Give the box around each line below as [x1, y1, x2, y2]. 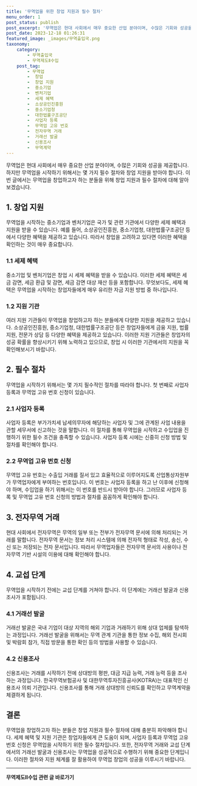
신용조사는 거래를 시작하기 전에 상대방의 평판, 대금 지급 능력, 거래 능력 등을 [6, 669, 176, 676]
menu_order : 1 [6, 14, 41, 20]
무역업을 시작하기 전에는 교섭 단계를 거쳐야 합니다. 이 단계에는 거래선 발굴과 [6, 586, 178, 593]
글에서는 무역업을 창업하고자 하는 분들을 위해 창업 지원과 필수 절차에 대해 [12, 176, 178, 183]
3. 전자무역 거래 [6, 512, 60, 522]
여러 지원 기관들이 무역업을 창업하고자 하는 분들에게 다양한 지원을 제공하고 [6, 316, 175, 323]
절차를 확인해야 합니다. [6, 441, 58, 448]
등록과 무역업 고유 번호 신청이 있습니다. [6, 388, 96, 395]
